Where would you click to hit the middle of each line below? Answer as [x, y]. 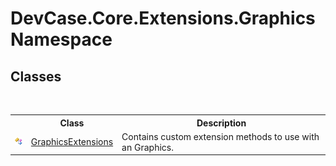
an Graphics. [147, 147]
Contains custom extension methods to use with [220, 136]
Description [221, 123]
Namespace [61, 39]
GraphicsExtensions [72, 142]
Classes [36, 76]
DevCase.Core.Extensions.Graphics [163, 18]
